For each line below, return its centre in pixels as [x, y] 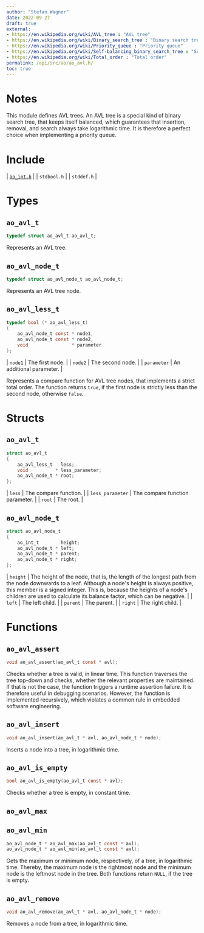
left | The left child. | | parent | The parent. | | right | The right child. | [94, 603]
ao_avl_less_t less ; [46, 464]
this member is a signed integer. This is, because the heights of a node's [97, 590]
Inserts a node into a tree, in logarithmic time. [63, 749]
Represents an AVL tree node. [43, 290]
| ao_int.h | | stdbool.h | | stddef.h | [52, 177]
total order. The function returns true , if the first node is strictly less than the [102, 387]
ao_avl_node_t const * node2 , [56, 340]
